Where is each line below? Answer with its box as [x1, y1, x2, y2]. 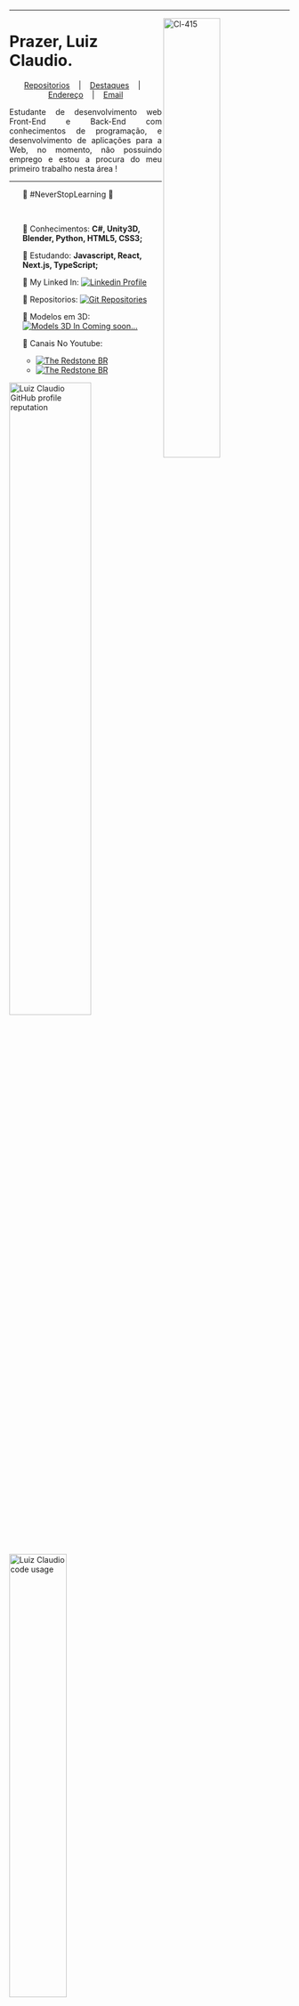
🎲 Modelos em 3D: [21, 311, 91, 321]
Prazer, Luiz [9, 32, 99, 52]
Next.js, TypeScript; [21, 259, 99, 270]
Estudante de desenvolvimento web [9, 106, 163, 117]
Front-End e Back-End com [9, 116, 163, 126]
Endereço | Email [47, 89, 124, 100]
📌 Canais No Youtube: [21, 337, 103, 348]
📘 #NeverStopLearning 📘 [21, 189, 114, 199]
